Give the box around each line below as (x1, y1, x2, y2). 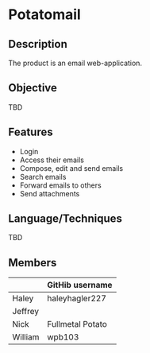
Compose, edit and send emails (19, 163, 124, 173)
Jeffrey (12, 306, 40, 317)
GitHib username (47, 280, 113, 291)
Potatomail (8, 6, 81, 24)
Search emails (19, 172, 67, 181)
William (12, 332, 40, 343)
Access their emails (19, 155, 85, 165)
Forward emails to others (19, 180, 102, 190)
